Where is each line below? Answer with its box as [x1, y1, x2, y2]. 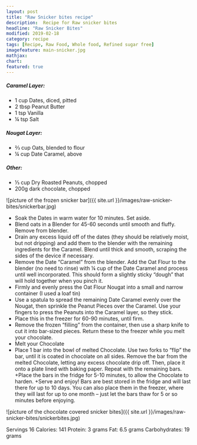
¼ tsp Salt [14, 116, 40, 123]
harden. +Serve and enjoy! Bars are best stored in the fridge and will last [14, 378, 191, 385]
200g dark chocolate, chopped [14, 185, 90, 192]
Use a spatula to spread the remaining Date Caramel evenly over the [14, 296, 181, 304]
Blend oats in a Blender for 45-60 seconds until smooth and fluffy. [14, 221, 176, 228]
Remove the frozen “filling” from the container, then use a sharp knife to [14, 321, 190, 328]
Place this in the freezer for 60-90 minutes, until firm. [14, 315, 145, 323]
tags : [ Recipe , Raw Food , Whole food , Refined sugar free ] [6, 42, 155, 48]
